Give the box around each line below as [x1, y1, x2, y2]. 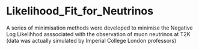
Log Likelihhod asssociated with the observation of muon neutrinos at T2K [6, 30, 191, 37]
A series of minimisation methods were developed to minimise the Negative [6, 24, 194, 31]
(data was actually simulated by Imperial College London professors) [6, 37, 177, 44]
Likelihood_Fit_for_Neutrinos [6, 4, 154, 18]
